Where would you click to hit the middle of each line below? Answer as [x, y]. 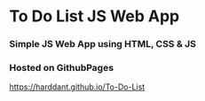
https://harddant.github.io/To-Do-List [77, 87]
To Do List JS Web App [95, 16]
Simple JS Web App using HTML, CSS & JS [103, 44]
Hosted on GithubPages [61, 68]
